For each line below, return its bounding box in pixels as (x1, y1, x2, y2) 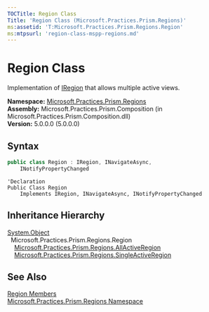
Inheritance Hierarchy (7, 209, 105, 222)
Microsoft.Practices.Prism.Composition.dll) (7, 112, 131, 120)
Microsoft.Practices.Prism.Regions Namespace (7, 297, 144, 306)
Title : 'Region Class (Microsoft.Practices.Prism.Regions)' (7, 17, 187, 24)
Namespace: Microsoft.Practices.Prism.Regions (7, 97, 147, 106)
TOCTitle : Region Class (7, 10, 77, 18)
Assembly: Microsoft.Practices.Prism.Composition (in (7, 105, 163, 113)
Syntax (7, 140, 39, 152)
